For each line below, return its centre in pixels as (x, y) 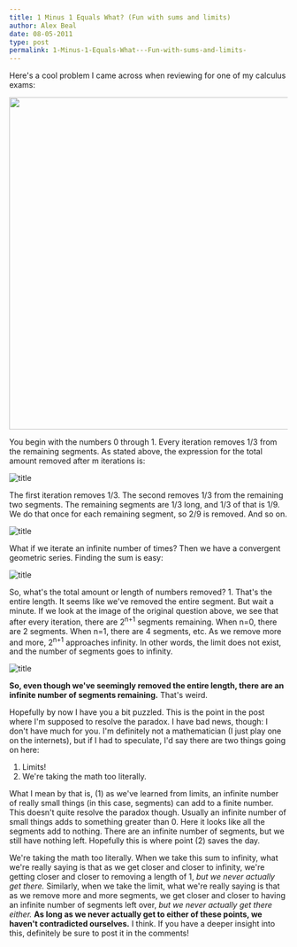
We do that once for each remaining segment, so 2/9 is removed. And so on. (148, 514)
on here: (24, 750)
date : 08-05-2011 (41, 34)
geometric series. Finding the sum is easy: (86, 558)
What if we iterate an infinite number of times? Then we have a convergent (145, 548)
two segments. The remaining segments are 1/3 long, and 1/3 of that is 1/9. (145, 505)
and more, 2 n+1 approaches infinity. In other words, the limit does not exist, (145, 641)
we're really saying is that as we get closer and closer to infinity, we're (137, 867)
